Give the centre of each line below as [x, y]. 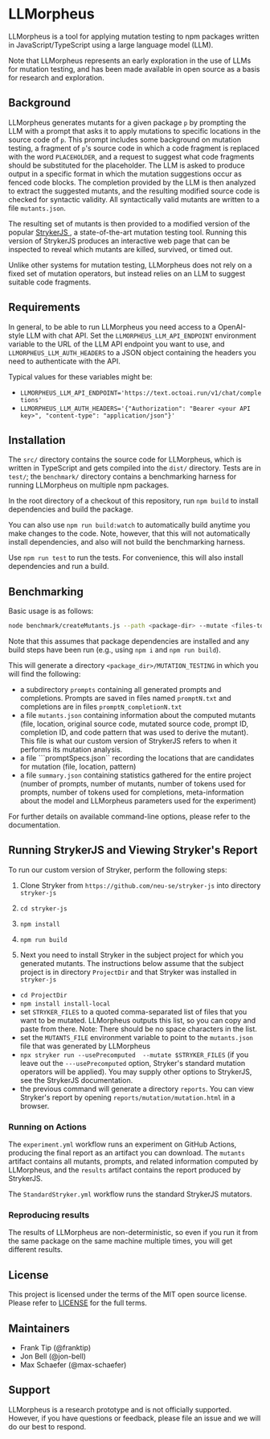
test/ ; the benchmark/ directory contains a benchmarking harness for [123, 477]
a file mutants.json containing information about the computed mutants [137, 715]
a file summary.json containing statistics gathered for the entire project [135, 775]
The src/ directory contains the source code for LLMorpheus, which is [125, 459]
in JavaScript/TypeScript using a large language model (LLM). [111, 44]
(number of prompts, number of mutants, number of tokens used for [133, 784]
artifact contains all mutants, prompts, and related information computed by [133, 1162]
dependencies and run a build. [59, 566]
